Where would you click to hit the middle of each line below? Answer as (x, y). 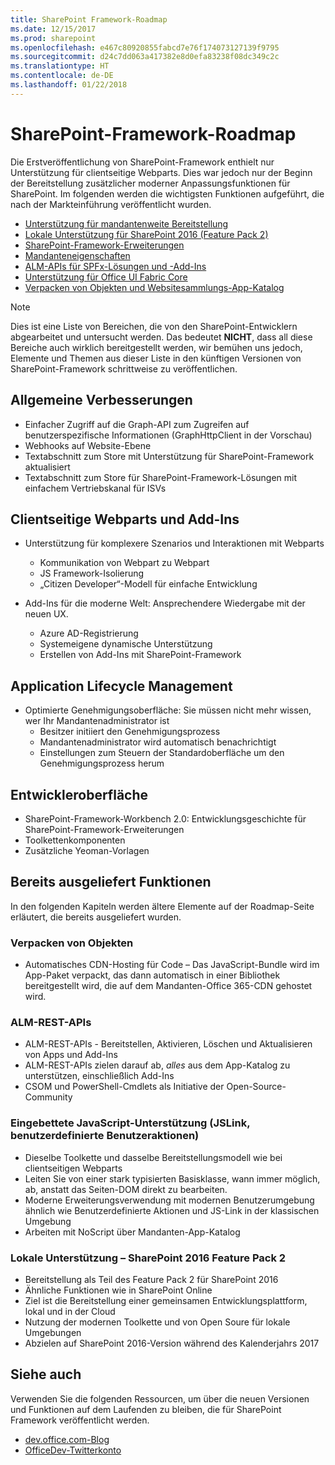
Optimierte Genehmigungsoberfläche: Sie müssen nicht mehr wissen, (168, 710)
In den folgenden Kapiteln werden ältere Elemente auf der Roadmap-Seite (162, 906)
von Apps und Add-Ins (71, 1055)
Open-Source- (256, 1087)
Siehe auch (46, 1374)
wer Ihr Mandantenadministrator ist (97, 721)
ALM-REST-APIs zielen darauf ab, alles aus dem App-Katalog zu (157, 1065)
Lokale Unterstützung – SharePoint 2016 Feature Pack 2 (148, 1258)
